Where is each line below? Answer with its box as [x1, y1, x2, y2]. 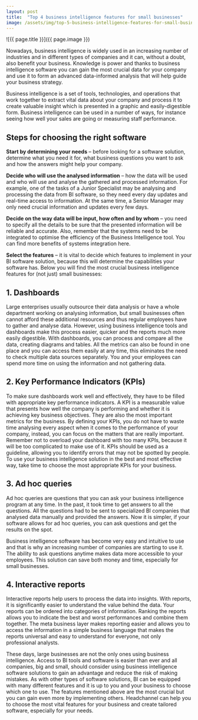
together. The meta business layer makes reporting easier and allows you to [6, 620, 190, 627]
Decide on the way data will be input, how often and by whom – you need [6, 215, 187, 222]
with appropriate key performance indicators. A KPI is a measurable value [6, 398, 185, 406]
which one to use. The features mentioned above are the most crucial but [6, 688, 184, 695]
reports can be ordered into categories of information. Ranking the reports [6, 608, 187, 615]
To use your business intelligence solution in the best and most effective [6, 455, 181, 462]
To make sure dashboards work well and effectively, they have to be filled [6, 393, 184, 400]
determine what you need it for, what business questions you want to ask [6, 154, 184, 161]
